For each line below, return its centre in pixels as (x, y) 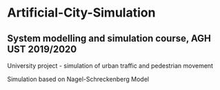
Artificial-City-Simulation (81, 13)
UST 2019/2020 (42, 49)
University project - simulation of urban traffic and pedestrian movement (110, 66)
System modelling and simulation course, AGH (109, 38)
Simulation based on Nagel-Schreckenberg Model (78, 79)
